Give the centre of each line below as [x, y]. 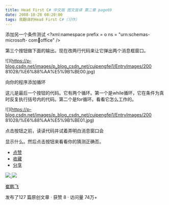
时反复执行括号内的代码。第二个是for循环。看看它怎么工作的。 [71, 99]
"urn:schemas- [134, 35]
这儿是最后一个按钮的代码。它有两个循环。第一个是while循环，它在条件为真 [85, 93]
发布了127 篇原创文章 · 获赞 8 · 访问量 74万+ [51, 197]
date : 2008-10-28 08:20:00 [34, 15]
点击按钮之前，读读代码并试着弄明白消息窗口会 [54, 131]
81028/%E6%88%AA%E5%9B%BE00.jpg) [50, 72]
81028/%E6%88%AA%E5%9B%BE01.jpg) [50, 121]
